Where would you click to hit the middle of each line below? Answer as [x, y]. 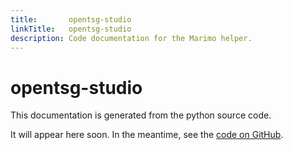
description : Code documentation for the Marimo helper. [131, 38]
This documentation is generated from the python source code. [141, 115]
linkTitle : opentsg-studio [71, 29]
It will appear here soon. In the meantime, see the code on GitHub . [147, 135]
